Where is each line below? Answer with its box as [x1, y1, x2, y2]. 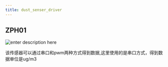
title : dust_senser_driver [5, 7, 62, 13]
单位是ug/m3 [9, 56, 37, 62]
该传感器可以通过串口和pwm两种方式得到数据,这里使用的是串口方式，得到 [5, 50, 159, 56]
